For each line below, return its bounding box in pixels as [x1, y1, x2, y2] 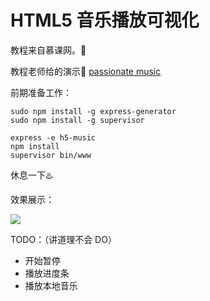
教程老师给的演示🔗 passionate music [10, 65, 162, 77]
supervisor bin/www [10, 150, 92, 160]
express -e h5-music [10, 132, 97, 143]
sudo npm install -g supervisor [10, 115, 145, 125]
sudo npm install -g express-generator [10, 106, 177, 116]
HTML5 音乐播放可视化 [10, 9, 200, 32]
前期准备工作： [10, 86, 72, 98]
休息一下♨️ [10, 169, 53, 181]
